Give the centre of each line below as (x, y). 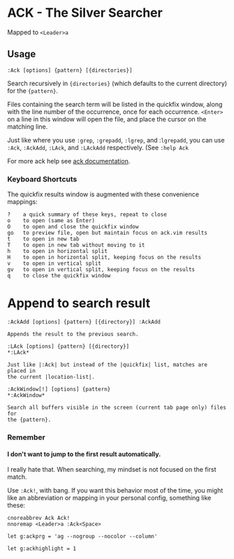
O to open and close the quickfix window (73, 227)
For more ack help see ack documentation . (69, 161)
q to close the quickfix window (59, 276)
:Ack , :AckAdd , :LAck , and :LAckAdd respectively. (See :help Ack (98, 147)
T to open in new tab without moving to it (76, 245)
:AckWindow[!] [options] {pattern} (59, 389)
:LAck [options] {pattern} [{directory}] (68, 346)
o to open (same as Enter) (51, 221)
